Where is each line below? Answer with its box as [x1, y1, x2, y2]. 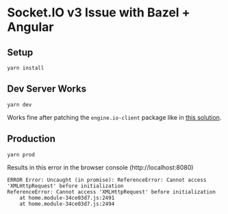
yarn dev [7, 101, 32, 108]
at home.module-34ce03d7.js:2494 [19, 200, 115, 207]
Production [7, 133, 56, 145]
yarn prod [7, 151, 36, 158]
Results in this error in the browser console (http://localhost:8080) [7, 163, 194, 172]
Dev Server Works [7, 83, 87, 95]
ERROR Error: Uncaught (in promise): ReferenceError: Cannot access [7, 176, 207, 183]
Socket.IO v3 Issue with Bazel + [7, 5, 190, 21]
